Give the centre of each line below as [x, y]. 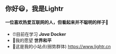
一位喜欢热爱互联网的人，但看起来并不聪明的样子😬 [57, 22]
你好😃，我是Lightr [34, 9]
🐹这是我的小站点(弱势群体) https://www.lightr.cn [61, 46]
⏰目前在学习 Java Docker [39, 34]
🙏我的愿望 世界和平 [32, 40]
